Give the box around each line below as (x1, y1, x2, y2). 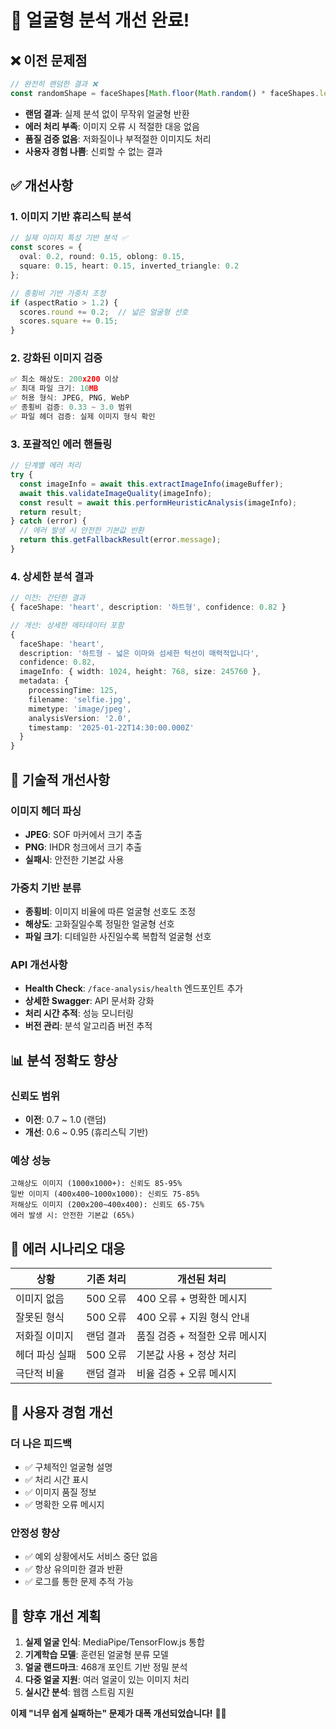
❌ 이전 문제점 (10, 52, 88, 69)
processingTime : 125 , (28, 686, 118, 696)
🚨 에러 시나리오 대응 (10, 1240, 126, 1257)
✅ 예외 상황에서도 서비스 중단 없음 (24, 1551, 158, 1563)
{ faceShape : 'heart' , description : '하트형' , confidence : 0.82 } (10, 602, 287, 613)
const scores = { (10, 242, 83, 253)
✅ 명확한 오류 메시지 (24, 1498, 105, 1510)
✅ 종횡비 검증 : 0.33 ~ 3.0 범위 (10, 402, 133, 413)
